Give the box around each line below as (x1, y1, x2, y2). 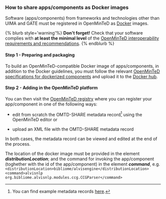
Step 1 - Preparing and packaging (5, 51, 75, 58)
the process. (5, 141, 31, 147)
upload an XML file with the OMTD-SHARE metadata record (12, 126, 134, 132)
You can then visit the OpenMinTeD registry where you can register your (5, 96, 152, 101)
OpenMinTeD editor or (12, 117, 58, 123)
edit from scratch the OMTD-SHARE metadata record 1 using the (12, 110, 142, 117)
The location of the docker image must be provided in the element (5, 150, 140, 157)
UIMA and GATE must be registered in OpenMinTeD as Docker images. (5, 20, 149, 26)
